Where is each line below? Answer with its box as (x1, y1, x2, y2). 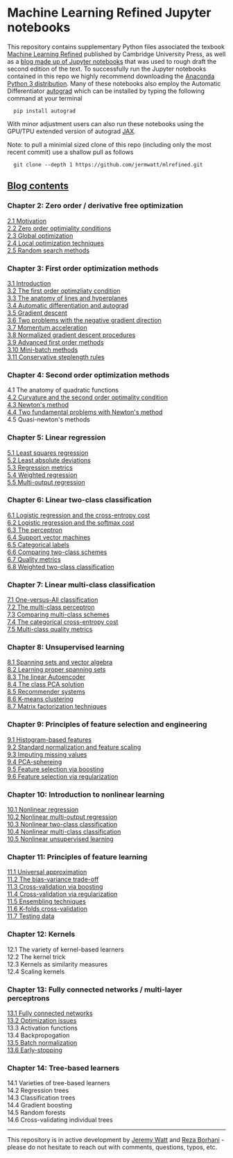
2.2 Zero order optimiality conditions (7, 224, 112, 232)
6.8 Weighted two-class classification (7, 562, 114, 571)
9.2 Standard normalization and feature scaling (7, 743, 141, 751)
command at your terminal (7, 94, 83, 102)
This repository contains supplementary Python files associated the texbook (7, 42, 225, 51)
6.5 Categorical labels (7, 540, 69, 548)
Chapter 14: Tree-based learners (7, 1063, 120, 1073)
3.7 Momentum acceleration (7, 323, 88, 331)
